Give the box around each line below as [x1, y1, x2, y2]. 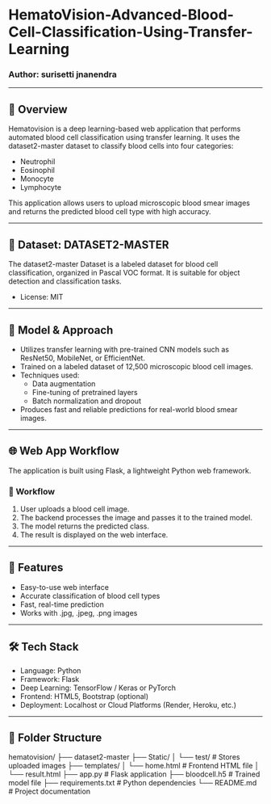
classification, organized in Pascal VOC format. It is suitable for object [8, 268, 240, 278]
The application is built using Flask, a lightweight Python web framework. [8, 465, 252, 475]
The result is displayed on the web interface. [19, 530, 169, 540]
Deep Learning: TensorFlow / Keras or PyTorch [19, 683, 176, 692]
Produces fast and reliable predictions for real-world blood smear [19, 404, 238, 414]
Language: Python [19, 665, 81, 676]
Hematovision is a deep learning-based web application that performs [8, 124, 241, 134]
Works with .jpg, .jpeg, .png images [19, 608, 138, 617]
